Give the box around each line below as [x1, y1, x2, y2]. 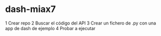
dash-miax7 [5, 3, 56, 15]
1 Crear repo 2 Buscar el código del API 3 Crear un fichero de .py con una [5, 20, 156, 26]
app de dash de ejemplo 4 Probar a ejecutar [5, 25, 96, 31]
